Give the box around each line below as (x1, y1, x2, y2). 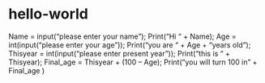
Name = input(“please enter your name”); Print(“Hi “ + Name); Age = (8, 31, 237, 41)
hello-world (8, 5, 89, 23)
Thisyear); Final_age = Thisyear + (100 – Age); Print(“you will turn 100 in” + (8, 57, 258, 67)
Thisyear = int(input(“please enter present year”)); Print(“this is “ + (8, 48, 231, 58)
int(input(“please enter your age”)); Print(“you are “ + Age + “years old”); (8, 39, 251, 49)
